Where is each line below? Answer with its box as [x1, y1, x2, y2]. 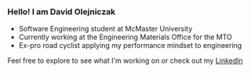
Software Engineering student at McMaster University [18, 24, 193, 34]
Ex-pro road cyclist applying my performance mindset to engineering [18, 41, 242, 50]
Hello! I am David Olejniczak [7, 6, 115, 17]
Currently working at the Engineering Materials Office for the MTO [18, 32, 233, 42]
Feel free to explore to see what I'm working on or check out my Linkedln [7, 56, 243, 65]
